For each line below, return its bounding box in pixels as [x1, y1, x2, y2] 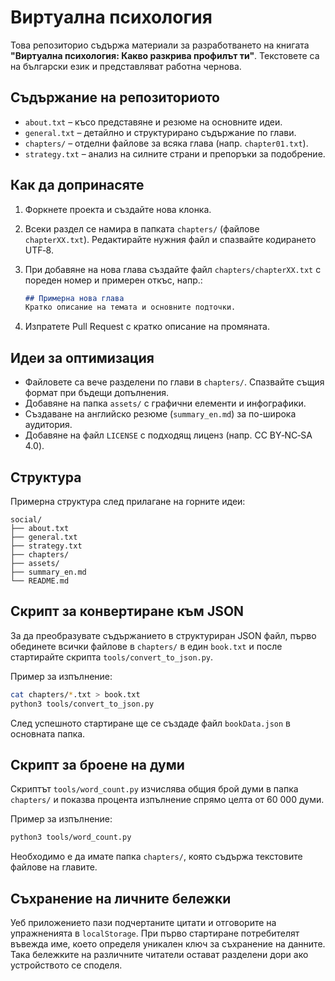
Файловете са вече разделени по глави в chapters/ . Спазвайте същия [24, 376, 325, 388]
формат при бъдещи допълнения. [24, 387, 170, 399]
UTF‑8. [24, 244, 54, 256]
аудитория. [24, 419, 73, 431]
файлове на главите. [10, 861, 98, 873]
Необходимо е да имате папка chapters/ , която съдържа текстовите [10, 851, 303, 863]
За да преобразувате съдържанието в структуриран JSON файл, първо [10, 629, 317, 641]
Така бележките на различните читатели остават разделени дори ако [10, 949, 309, 960]
